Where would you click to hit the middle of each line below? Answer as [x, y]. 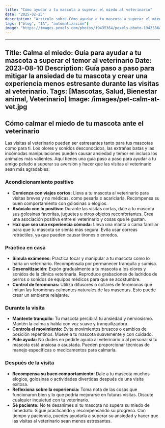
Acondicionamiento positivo [40, 182]
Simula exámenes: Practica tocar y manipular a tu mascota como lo [81, 258]
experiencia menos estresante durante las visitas [82, 84]
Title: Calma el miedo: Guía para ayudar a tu [73, 53]
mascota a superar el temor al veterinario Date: [79, 60]
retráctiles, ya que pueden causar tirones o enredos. [65, 234]
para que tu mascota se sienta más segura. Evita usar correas [75, 230]
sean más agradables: [27, 169]
